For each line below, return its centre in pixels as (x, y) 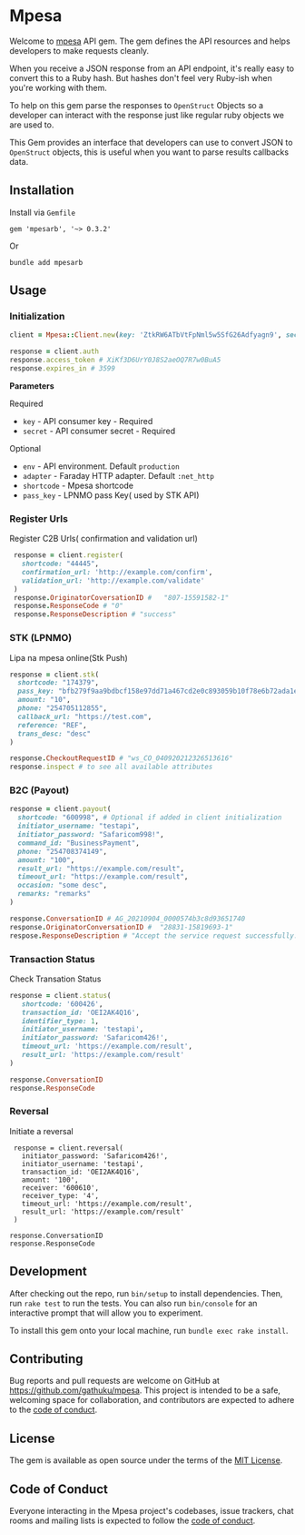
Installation (42, 191)
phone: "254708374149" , (62, 851)
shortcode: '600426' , (62, 1004)
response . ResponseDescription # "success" (95, 615)
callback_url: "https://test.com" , (85, 717)
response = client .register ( (69, 555)
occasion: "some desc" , (62, 885)
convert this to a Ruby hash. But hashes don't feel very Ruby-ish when (141, 77)
